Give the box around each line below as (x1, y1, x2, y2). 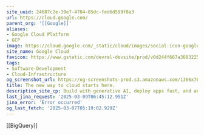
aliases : (6, 26, 29, 32)
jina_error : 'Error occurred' (6, 99, 83, 105)
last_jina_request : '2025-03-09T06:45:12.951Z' (6, 94, 129, 100)
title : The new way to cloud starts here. (6, 83, 115, 89)
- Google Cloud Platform (6, 32, 69, 38)
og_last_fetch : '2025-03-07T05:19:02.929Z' (6, 105, 118, 111)
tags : (6, 60, 20, 66)
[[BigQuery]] (6, 122, 38, 129)
